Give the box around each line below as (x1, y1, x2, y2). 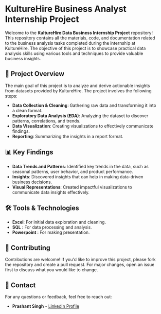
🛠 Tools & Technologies (5, 204, 79, 212)
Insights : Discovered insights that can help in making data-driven (12, 174, 143, 179)
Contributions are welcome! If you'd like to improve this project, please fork (5, 257, 156, 262)
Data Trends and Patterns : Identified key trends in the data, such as (12, 163, 149, 169)
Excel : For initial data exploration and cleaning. (12, 219, 106, 225)
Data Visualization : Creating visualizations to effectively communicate (12, 123, 154, 129)
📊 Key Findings (5, 148, 54, 157)
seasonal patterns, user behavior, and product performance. (12, 169, 133, 174)
